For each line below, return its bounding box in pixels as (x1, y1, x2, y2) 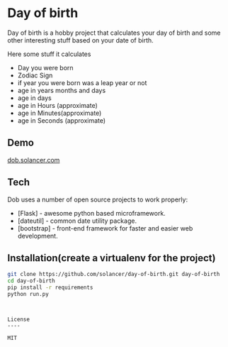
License (7, 316, 30, 323)
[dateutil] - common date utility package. (17, 216, 137, 225)
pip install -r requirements (7, 284, 93, 292)
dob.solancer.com (7, 155, 60, 164)
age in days (17, 94, 52, 102)
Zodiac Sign (17, 71, 53, 79)
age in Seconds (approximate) (17, 116, 106, 125)
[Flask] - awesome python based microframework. (17, 209, 166, 217)
